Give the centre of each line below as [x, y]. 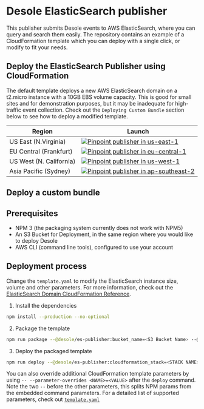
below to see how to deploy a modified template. [67, 116]
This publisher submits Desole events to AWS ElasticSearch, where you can [101, 28]
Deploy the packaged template [53, 351]
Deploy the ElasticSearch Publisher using [86, 66]
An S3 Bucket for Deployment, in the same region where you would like [104, 234]
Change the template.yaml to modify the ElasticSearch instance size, [92, 281]
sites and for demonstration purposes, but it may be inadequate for [90, 103]
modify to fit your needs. [37, 47]
